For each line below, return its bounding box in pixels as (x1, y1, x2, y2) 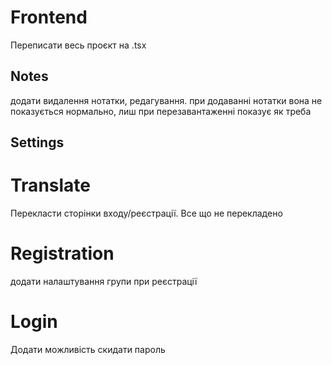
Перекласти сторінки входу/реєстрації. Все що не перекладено (10, 207, 283, 220)
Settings (10, 134, 65, 151)
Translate (10, 174, 91, 197)
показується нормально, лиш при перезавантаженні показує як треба (10, 105, 312, 117)
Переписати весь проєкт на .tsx (10, 39, 147, 51)
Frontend (10, 6, 88, 29)
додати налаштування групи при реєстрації (10, 276, 198, 288)
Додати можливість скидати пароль (10, 343, 166, 355)
